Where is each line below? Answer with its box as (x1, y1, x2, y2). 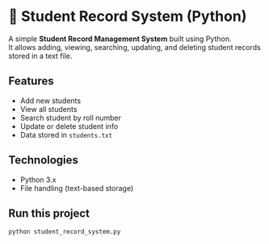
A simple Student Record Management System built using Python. (8, 34, 232, 43)
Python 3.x (19, 175, 57, 184)
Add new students (19, 96, 82, 105)
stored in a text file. (8, 51, 73, 60)
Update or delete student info (19, 121, 119, 131)
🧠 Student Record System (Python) (8, 7, 247, 26)
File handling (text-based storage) (19, 183, 134, 192)
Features (8, 74, 54, 88)
